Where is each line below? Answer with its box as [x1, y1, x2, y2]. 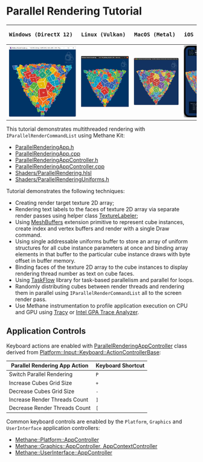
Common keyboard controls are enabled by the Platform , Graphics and [6, 418, 182, 425]
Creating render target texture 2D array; [14, 199, 115, 206]
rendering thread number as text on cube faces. [14, 269, 135, 277]
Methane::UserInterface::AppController [14, 449, 113, 456]
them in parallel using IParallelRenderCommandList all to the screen [14, 289, 182, 296]
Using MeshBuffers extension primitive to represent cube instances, [14, 218, 185, 225]
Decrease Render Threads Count [8, 404, 91, 412]
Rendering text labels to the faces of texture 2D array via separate [14, 205, 180, 213]
